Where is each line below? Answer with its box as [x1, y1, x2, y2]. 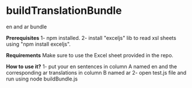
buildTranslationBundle [6, 4, 122, 17]
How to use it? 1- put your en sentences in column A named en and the [6, 63, 177, 70]
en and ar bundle [6, 23, 47, 30]
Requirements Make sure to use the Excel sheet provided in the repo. [6, 52, 174, 58]
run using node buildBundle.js [6, 75, 78, 82]
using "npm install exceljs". [6, 41, 71, 47]
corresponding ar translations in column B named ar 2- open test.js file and [6, 69, 187, 76]
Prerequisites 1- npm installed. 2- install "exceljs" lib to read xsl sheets [6, 34, 177, 41]
